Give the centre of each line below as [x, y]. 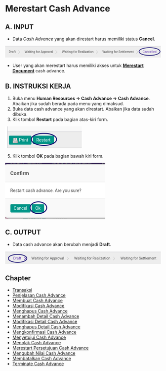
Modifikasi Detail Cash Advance [45, 322]
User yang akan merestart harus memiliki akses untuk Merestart [78, 65]
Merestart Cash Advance [58, 9]
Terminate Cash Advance [38, 364]
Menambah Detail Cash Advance [46, 316]
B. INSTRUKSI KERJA [38, 87]
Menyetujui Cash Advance [39, 337]
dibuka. [20, 114]
